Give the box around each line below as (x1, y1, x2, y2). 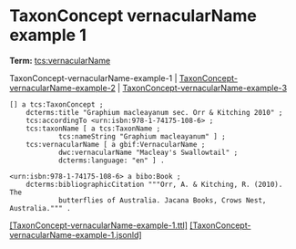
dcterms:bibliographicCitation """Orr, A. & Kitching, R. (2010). (26, 180, 283, 189)
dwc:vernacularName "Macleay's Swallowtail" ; (57, 148, 239, 157)
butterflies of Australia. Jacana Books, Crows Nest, (57, 195, 267, 205)
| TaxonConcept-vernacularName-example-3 (117, 82, 288, 93)
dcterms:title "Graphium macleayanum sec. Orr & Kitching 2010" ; (26, 108, 283, 117)
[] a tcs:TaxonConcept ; (9, 99, 104, 109)
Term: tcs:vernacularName (9, 55, 111, 66)
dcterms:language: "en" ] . (57, 156, 166, 165)
